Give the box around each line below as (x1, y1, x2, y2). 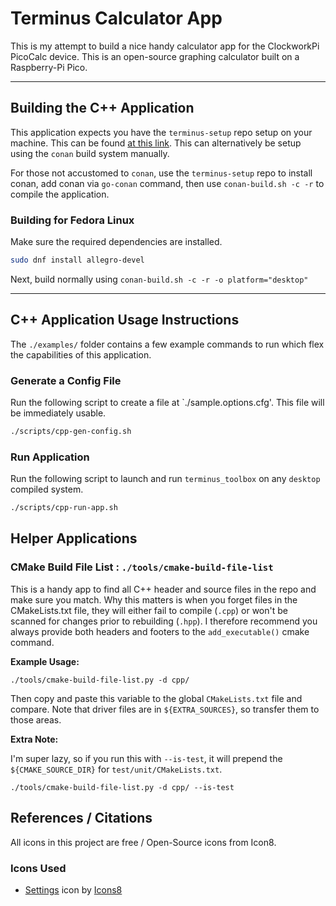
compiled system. (10, 483, 84, 496)
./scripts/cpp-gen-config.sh (10, 427, 132, 437)
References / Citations (10, 810, 153, 827)
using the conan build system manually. (10, 147, 170, 159)
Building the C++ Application (10, 100, 195, 117)
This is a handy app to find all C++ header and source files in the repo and (10, 583, 317, 595)
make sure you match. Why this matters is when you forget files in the (10, 593, 298, 606)
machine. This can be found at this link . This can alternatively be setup (10, 137, 302, 149)
